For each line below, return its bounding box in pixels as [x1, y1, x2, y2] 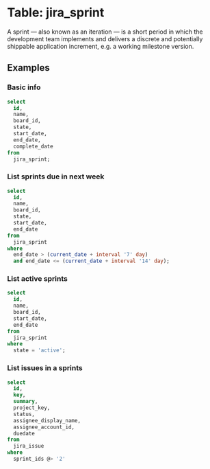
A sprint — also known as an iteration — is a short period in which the [7, 27, 203, 36]
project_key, [13, 404, 51, 411]
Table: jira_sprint [7, 5, 105, 21]
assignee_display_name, [13, 417, 81, 424]
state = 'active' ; [13, 347, 66, 354]
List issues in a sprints [7, 363, 83, 373]
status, [13, 411, 36, 417]
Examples [7, 62, 50, 73]
